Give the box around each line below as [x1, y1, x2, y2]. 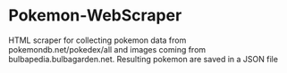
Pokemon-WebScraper [8, 5, 182, 26]
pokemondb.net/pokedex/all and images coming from [8, 44, 207, 54]
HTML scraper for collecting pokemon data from [8, 35, 187, 45]
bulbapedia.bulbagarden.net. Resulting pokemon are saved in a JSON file [8, 53, 279, 64]
